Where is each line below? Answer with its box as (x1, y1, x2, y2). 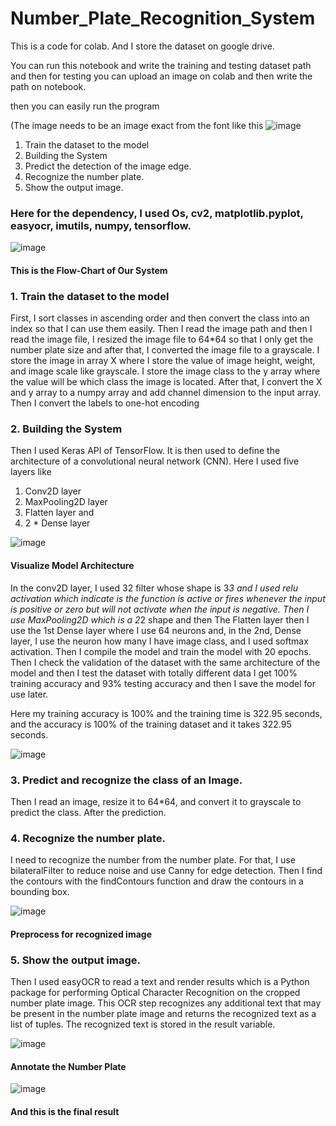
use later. (10, 688, 49, 700)
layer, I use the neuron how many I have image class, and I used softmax (10, 635, 309, 647)
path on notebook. (10, 80, 87, 92)
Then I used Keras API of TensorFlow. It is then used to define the (10, 445, 281, 457)
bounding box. (10, 886, 70, 898)
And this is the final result (10, 1105, 120, 1117)
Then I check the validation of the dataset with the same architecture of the (10, 656, 321, 668)
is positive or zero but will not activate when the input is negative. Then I (10, 603, 310, 615)
